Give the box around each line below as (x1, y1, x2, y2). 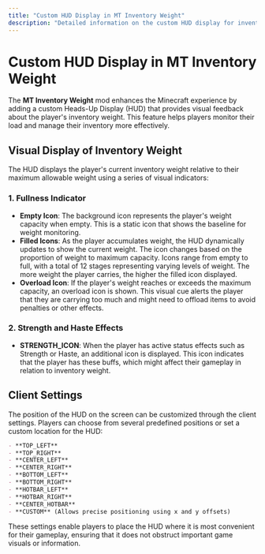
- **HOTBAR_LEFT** (8, 485, 69, 493)
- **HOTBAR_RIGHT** (8, 492, 73, 501)
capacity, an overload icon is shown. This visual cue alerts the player (19, 286, 244, 296)
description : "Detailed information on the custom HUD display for (8, 19, 235, 27)
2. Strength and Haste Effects (8, 323, 124, 334)
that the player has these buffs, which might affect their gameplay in (19, 357, 242, 367)
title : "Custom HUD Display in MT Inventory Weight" (8, 11, 185, 20)
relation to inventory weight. (19, 365, 111, 375)
